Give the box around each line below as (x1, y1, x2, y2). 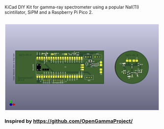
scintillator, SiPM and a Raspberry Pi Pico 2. (4, 9, 93, 15)
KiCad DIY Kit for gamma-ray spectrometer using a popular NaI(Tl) (4, 4, 139, 10)
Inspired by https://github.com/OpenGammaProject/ (4, 118, 133, 125)
